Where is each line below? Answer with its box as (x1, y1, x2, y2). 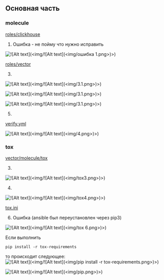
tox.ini (5, 205, 18, 211)
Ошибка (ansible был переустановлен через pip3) (12, 214, 122, 221)
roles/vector (5, 61, 31, 67)
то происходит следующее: (5, 253, 66, 259)
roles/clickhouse (5, 31, 40, 37)
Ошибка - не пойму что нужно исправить (12, 41, 104, 47)
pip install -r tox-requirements (5, 244, 77, 249)
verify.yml (5, 121, 27, 127)
